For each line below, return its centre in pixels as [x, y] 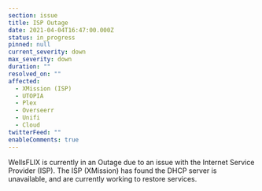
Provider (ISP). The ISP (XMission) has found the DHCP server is [113, 171]
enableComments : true [44, 140]
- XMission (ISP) [44, 88]
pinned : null [30, 45]
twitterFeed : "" [35, 132]
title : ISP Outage [38, 23]
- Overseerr [35, 111]
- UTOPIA [30, 96]
